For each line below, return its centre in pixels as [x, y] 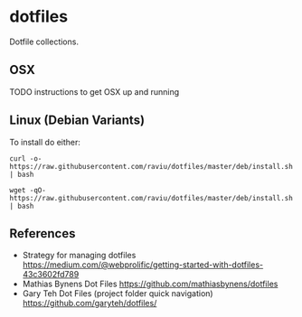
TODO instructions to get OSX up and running [94, 91]
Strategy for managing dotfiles [79, 256]
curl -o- [26, 158]
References [42, 233]
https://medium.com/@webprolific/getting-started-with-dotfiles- [143, 265]
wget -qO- [28, 190]
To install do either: [45, 142]
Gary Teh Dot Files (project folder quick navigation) [118, 294]
